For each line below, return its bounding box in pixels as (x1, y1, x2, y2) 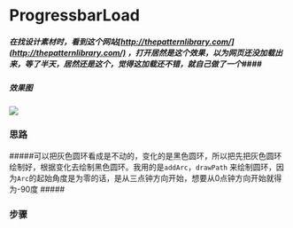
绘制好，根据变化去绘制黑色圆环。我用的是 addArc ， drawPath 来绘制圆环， (9, 161, 277, 172)
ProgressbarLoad (9, 5, 140, 26)
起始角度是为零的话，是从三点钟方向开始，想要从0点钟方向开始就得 (36, 172, 282, 183)
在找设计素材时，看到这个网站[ (9, 36, 121, 47)
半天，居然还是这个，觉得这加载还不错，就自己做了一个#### (39, 59, 263, 69)
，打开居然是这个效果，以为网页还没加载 (127, 47, 275, 58)
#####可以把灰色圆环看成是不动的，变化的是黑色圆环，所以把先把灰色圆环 (9, 150, 282, 161)
